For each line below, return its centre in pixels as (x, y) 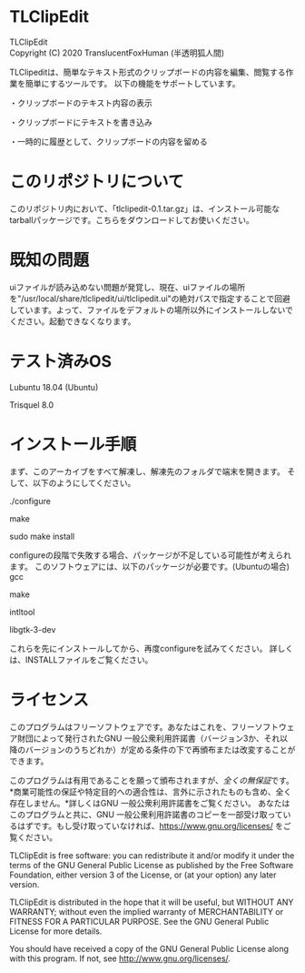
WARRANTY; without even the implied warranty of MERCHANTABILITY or (147, 911)
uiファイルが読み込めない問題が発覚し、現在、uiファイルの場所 (128, 287)
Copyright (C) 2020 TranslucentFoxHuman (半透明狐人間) (117, 53)
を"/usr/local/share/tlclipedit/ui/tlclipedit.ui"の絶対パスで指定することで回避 (150, 299)
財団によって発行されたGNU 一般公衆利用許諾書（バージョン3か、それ (148, 738)
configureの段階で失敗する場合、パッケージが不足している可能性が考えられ (151, 555)
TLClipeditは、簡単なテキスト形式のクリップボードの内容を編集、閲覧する (148, 72)
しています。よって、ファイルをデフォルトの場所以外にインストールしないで (151, 309)
